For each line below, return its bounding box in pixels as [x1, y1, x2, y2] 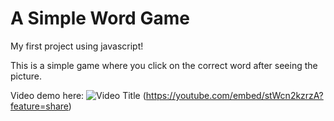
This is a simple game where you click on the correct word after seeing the [10, 59, 318, 71]
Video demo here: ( [10, 89, 147, 101]
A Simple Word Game [10, 7, 190, 30]
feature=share [10, 100, 69, 112]
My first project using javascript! [10, 40, 144, 52]
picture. [10, 70, 43, 82]
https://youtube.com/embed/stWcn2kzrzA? [145, 89, 324, 101]
